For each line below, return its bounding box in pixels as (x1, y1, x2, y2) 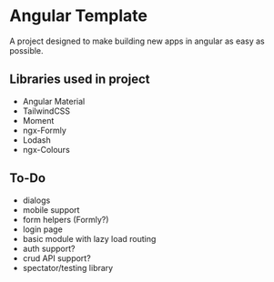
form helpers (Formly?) (22, 214, 109, 225)
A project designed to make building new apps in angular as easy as (9, 35, 266, 46)
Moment (22, 115, 55, 126)
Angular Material (22, 96, 86, 106)
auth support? (22, 243, 76, 254)
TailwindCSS (22, 106, 71, 116)
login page (22, 224, 64, 235)
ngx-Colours (22, 144, 70, 155)
